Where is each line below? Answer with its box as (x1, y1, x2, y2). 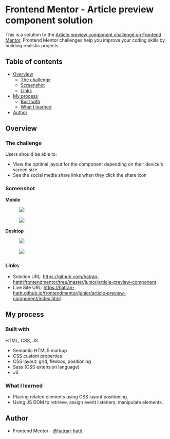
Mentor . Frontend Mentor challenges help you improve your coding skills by (5, 37, 165, 43)
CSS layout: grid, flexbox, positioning (12, 358, 91, 364)
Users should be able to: (5, 151, 58, 157)
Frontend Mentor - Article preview (5, 4, 154, 15)
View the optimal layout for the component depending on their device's (12, 161, 163, 168)
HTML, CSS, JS (5, 337, 39, 343)
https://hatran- (43, 284, 75, 291)
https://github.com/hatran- (43, 273, 100, 280)
